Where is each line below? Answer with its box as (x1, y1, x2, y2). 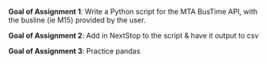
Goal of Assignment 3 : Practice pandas (8, 46, 141, 55)
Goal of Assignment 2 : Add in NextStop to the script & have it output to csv (8, 31, 260, 40)
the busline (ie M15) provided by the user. (8, 15, 147, 25)
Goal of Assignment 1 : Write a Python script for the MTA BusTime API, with (8, 7, 258, 16)
